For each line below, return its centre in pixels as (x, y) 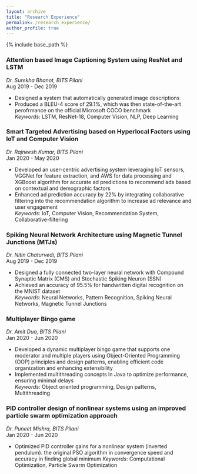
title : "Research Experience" (43, 17)
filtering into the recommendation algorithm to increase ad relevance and (103, 201)
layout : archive (26, 11)
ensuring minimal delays (44, 380)
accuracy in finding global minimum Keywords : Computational (90, 459)
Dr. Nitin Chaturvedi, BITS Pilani (45, 255)
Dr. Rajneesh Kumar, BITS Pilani (45, 152)
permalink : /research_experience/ (49, 22)
